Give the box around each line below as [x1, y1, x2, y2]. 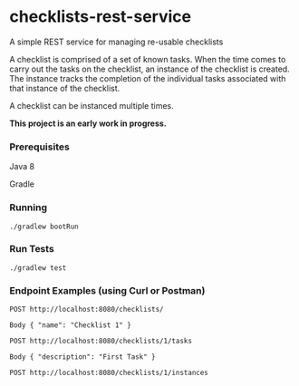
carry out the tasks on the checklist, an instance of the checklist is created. [9, 63, 290, 74]
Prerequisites [9, 140, 70, 153]
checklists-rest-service [9, 6, 192, 27]
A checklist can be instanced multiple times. [9, 100, 174, 111]
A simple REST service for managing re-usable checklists [9, 36, 224, 47]
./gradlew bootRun [9, 222, 79, 231]
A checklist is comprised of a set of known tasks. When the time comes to [9, 53, 286, 64]
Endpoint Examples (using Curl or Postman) [9, 284, 206, 296]
